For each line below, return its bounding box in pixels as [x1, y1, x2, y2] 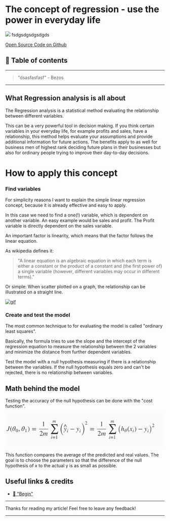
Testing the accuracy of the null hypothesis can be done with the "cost [5, 398, 153, 404]
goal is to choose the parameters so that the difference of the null [5, 457, 142, 463]
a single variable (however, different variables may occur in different [17, 269, 160, 275]
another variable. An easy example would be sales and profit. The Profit [5, 217, 155, 224]
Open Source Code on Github [5, 42, 67, 48]
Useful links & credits [5, 477, 74, 486]
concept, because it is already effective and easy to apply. [5, 202, 127, 208]
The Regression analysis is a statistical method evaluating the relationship [5, 107, 159, 114]
